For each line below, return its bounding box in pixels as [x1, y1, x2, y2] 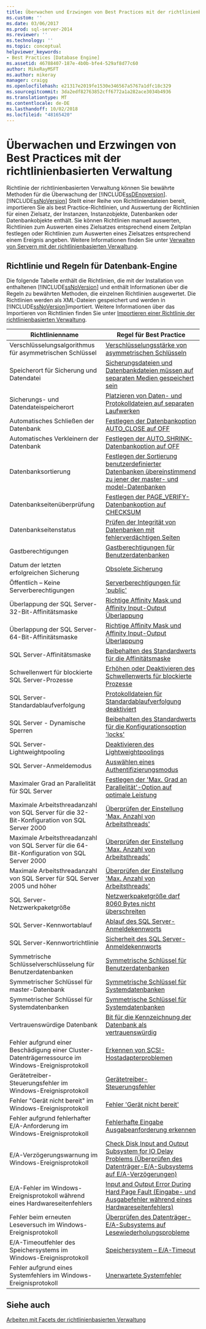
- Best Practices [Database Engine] [6, 55, 100, 61]
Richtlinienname [30, 330, 79, 339]
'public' [105, 586, 128, 595]
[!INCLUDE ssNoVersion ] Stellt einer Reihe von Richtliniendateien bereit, [6, 197, 186, 205]
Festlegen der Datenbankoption [105, 417, 196, 425]
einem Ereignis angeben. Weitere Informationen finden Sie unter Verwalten [6, 237, 195, 244]
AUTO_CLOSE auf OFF [105, 424, 170, 433]
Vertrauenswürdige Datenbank [9, 1021, 98, 1029]
